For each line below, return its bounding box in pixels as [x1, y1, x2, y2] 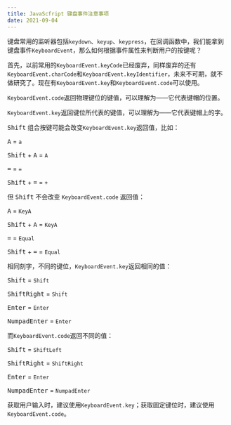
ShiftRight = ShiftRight [7, 359, 84, 367]
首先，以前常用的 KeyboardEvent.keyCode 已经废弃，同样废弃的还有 [7, 60, 197, 69]
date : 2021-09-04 [7, 17, 58, 24]
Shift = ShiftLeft [7, 345, 62, 353]
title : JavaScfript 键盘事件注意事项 [7, 10, 110, 18]
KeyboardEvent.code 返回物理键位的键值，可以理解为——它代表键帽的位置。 [7, 93, 224, 102]
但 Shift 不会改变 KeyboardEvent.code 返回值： [7, 192, 145, 201]
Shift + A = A [7, 150, 48, 159]
